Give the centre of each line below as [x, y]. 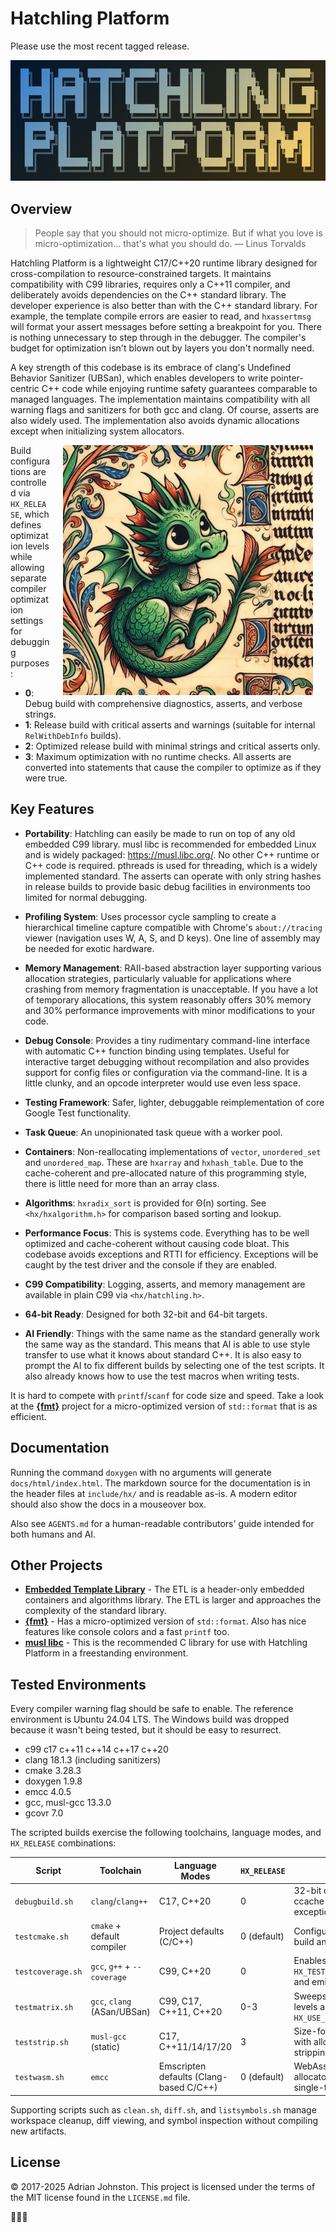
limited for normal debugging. [86, 897]
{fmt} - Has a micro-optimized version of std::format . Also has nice [165, 1621]
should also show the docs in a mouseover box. [108, 1504]
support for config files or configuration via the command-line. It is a [166, 1072]
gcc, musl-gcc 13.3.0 [68, 1803]
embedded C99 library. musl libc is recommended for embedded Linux [170, 844]
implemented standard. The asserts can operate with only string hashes [173, 876]
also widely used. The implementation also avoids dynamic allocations [155, 420]
